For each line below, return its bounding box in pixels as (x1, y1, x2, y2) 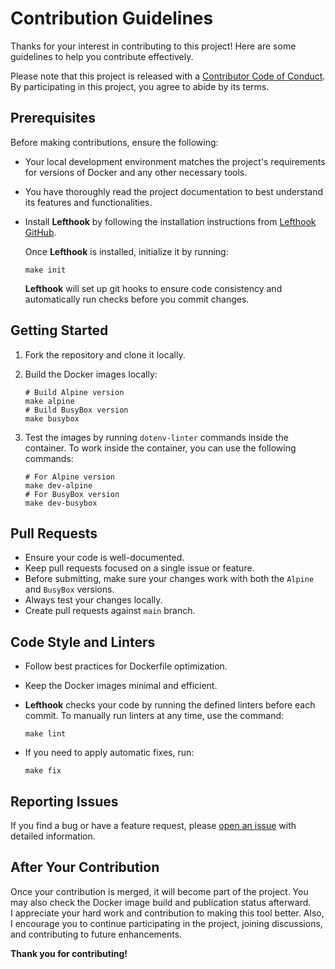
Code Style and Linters (10, 633, 156, 651)
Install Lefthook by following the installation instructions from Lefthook (24, 215, 317, 227)
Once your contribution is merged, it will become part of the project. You (10, 885, 309, 897)
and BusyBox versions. (24, 583, 115, 596)
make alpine (24, 396, 75, 406)
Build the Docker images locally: (24, 368, 158, 380)
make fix (24, 766, 62, 776)
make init (24, 265, 67, 275)
